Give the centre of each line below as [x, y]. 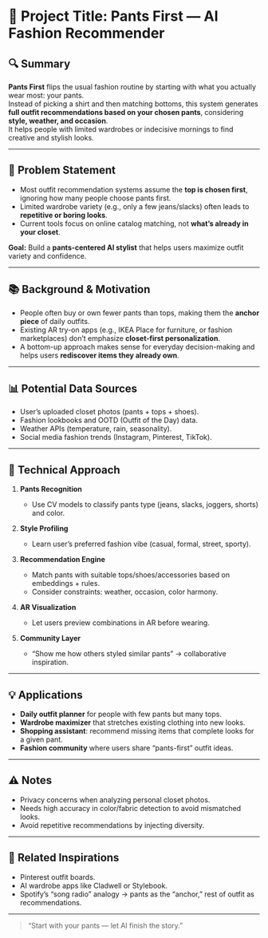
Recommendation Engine [62, 560]
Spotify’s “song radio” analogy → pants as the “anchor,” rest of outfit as [137, 894]
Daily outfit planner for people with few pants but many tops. [120, 714]
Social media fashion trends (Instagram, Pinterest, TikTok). [116, 437]
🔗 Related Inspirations [64, 858]
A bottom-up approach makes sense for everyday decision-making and [137, 346]
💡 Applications [46, 695]
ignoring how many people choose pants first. [95, 198]
